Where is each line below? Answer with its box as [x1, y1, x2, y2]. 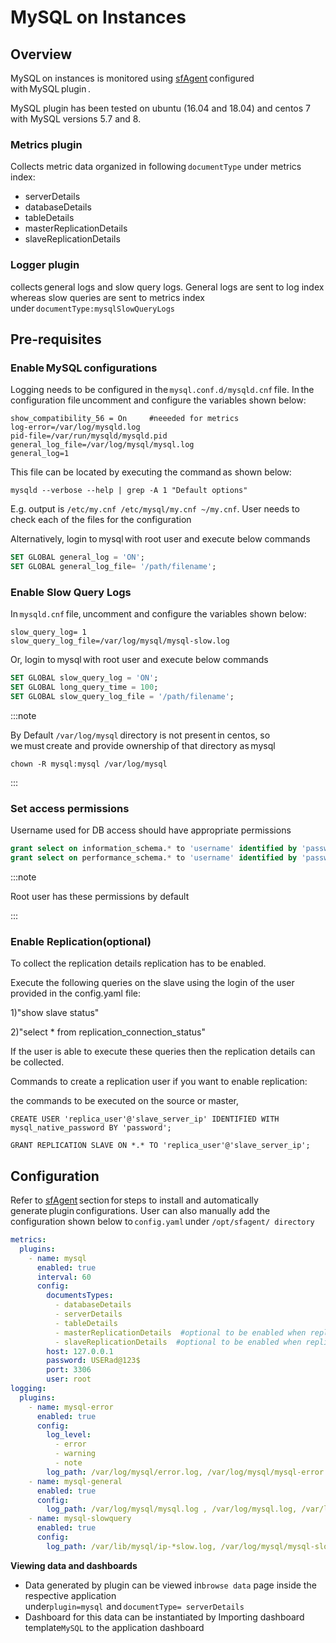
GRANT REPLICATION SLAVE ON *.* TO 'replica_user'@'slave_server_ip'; [10, 1141, 311, 1151]
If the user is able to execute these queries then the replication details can [10, 1046, 316, 1058]
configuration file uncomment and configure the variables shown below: [10, 394, 307, 406]
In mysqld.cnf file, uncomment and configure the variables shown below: [10, 608, 307, 620]
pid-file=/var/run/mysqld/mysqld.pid [10, 431, 168, 441]
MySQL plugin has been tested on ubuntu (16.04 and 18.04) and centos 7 [10, 102, 311, 114]
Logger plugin [10, 258, 80, 272]
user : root [46, 1374, 92, 1385]
